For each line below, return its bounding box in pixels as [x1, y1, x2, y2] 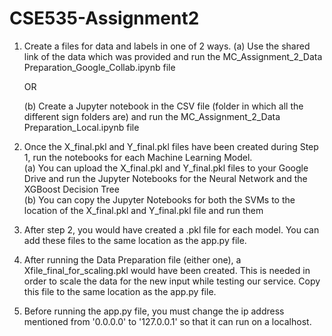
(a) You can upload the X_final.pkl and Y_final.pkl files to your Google [23, 162, 309, 174]
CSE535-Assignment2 [9, 7, 200, 30]
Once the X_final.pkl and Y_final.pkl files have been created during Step [23, 140, 319, 152]
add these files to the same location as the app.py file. [23, 234, 247, 246]
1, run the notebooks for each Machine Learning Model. [23, 151, 253, 163]
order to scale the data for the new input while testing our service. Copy [23, 275, 321, 287]
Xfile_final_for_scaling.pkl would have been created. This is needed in [23, 264, 311, 276]
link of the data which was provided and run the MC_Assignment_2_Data [23, 50, 323, 62]
